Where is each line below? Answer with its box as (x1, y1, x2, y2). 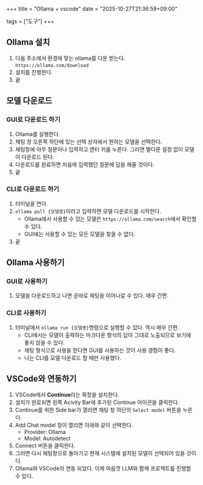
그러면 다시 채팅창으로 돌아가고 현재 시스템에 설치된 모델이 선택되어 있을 (15, 449, 185, 456)
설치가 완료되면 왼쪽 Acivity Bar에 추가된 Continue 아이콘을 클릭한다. (15, 398, 180, 406)
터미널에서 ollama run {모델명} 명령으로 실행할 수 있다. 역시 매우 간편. (15, 323, 179, 331)
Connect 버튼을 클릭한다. (15, 442, 76, 449)
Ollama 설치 (6, 37, 50, 47)
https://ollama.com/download (15, 62, 89, 69)
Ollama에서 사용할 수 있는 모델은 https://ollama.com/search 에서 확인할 (24, 215, 197, 222)
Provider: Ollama (24, 428, 66, 435)
